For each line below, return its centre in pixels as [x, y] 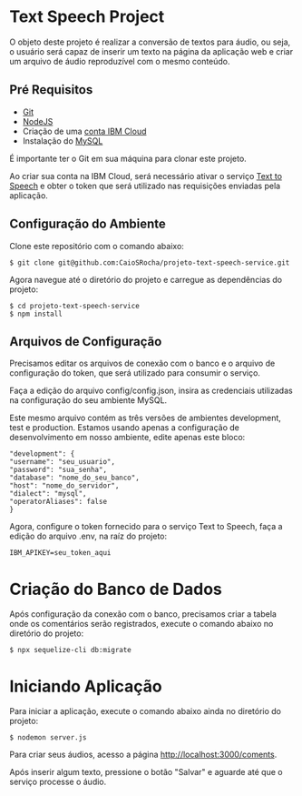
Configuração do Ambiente [88, 224]
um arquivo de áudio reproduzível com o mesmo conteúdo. [120, 61]
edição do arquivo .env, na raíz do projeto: [88, 536]
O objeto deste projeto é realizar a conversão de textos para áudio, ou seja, [150, 42]
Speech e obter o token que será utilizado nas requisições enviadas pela [145, 186]
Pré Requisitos [51, 90]
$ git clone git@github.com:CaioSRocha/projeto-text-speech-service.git [150, 262]
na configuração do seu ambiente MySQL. [88, 400]
